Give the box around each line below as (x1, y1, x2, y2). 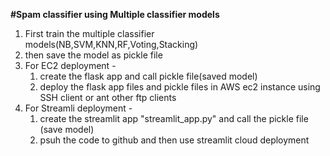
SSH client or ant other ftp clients (39, 92, 177, 103)
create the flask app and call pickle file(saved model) (39, 70, 258, 82)
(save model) (39, 124, 95, 135)
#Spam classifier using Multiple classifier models (10, 9, 220, 20)
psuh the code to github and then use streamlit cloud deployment (39, 134, 310, 146)
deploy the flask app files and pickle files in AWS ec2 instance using (39, 81, 321, 93)
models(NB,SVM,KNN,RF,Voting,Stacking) (24, 39, 199, 50)
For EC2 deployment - (24, 60, 117, 71)
